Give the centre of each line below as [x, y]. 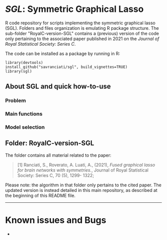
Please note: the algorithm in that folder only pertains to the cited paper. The [83, 185]
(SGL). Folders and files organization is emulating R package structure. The [82, 28]
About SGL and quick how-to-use [58, 87]
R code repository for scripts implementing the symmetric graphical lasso [80, 23]
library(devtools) [24, 62]
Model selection [25, 127]
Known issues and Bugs [56, 220]
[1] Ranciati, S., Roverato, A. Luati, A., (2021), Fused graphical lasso [86, 165]
